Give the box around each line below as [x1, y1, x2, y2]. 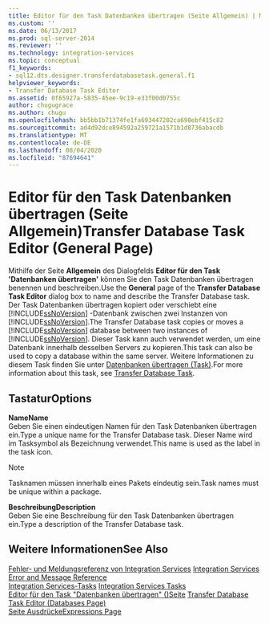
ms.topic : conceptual [8, 57, 81, 65]
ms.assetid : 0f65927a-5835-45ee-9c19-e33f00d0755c [8, 94, 181, 102]
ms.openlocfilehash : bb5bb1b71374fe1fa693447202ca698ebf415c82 [8, 116, 224, 124]
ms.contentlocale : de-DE [8, 138, 91, 147]
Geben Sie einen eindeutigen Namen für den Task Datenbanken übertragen [8, 422, 258, 430]
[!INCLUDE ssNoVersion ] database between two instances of [8, 326, 208, 336]
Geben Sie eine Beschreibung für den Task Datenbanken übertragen [8, 511, 235, 520]
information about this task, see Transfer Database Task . [8, 369, 195, 378]
